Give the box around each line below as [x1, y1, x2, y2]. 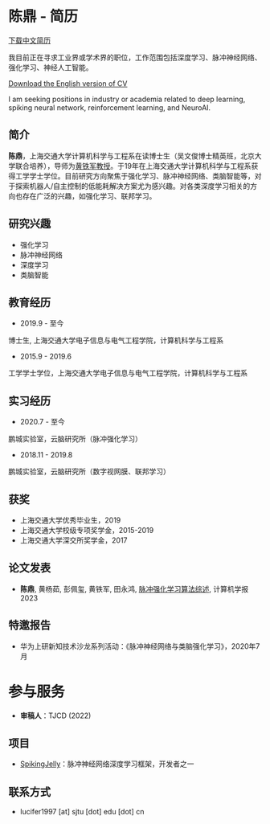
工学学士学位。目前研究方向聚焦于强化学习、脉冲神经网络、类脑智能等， [14, 170, 255, 181]
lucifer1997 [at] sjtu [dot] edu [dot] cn [19, 807, 145, 817]
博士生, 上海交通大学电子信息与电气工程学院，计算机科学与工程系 [8, 335, 223, 346]
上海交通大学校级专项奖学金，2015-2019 [19, 526, 154, 535]
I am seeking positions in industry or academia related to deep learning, [8, 94, 246, 104]
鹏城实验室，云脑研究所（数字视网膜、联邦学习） [8, 467, 170, 477]
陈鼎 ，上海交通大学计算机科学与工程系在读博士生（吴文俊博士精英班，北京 [8, 150, 255, 161]
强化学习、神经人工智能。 [8, 62, 93, 72]
